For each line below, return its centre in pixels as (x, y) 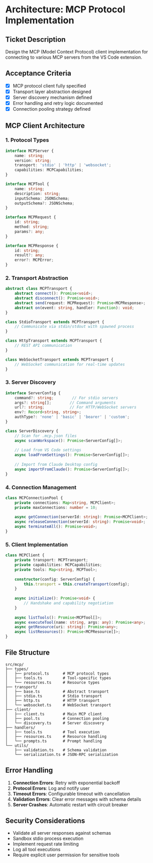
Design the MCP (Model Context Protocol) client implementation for (77, 52)
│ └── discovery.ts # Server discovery (55, 723)
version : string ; (33, 161)
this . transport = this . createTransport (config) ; (77, 584)
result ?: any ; (30, 255)
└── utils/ (17, 745)
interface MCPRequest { (31, 217)
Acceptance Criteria (38, 73)
